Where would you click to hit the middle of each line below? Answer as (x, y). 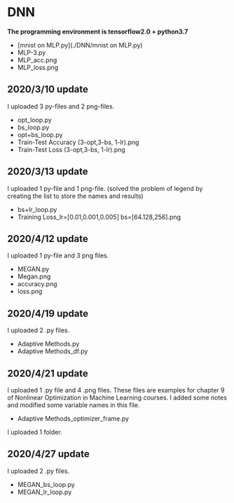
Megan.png (34, 276)
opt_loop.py (35, 120)
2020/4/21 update (48, 373)
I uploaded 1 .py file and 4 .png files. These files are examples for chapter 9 (116, 390)
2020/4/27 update (48, 454)
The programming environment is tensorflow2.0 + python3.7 (98, 31)
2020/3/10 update (48, 89)
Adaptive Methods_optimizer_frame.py (73, 418)
